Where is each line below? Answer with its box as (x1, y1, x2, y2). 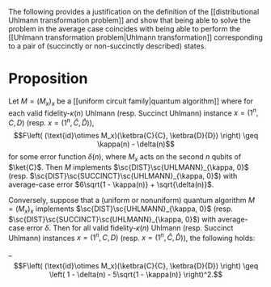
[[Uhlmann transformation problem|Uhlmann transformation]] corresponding (8, 32, 263, 42)
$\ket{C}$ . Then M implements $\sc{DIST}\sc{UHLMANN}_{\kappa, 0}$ (8, 162, 249, 172)
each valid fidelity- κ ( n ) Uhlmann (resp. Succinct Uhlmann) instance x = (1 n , (8, 107, 259, 118)
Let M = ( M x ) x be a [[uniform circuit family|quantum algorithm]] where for (8, 96, 253, 108)
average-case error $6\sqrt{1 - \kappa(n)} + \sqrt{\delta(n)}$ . (8, 179, 214, 189)
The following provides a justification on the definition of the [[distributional (8, 7, 260, 16)
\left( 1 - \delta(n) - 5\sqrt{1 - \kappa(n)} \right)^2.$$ (49, 270, 223, 280)
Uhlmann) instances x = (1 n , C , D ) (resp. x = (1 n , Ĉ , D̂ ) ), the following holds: (8, 231, 256, 243)
